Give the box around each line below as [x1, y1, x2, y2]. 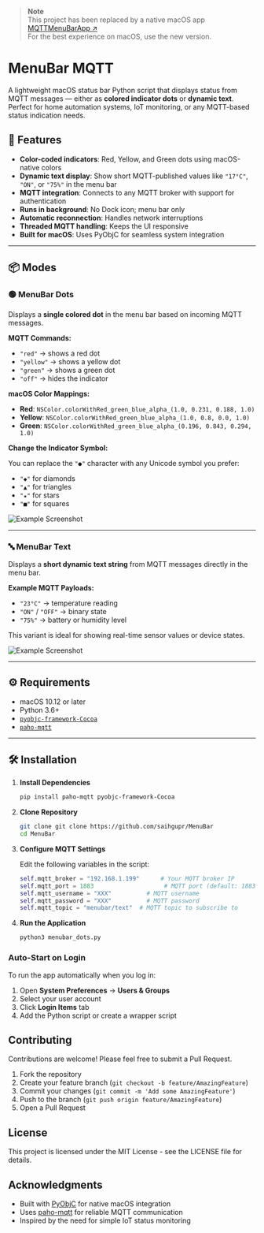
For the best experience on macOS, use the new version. [27, 32, 212, 41]
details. [8, 1155, 32, 1165]
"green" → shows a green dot [19, 366, 115, 375]
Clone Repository [19, 807, 79, 817]
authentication [19, 196, 67, 206]
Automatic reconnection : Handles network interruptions [19, 213, 203, 222]
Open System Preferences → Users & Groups [19, 985, 170, 995]
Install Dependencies [19, 778, 90, 788]
